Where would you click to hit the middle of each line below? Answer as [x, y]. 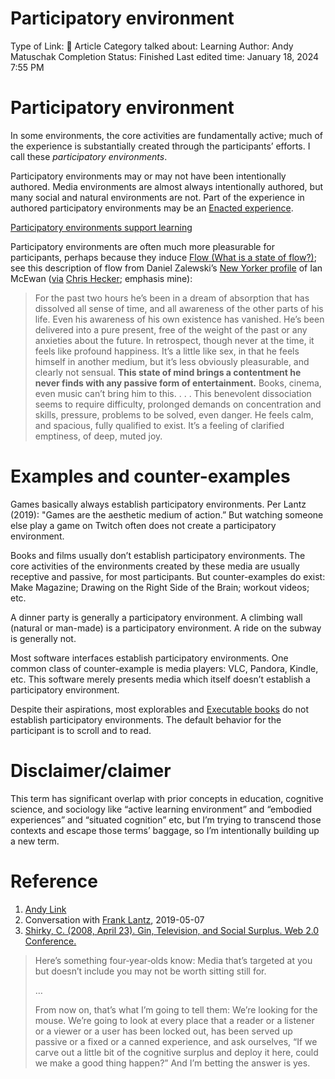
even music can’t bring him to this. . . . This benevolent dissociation [173, 393]
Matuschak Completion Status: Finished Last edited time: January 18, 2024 [165, 56]
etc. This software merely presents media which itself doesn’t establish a [160, 679]
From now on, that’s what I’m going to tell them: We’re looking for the [176, 1009]
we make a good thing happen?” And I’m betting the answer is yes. [172, 1063]
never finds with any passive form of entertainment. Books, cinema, [178, 383]
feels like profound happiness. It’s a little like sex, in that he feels [167, 351]
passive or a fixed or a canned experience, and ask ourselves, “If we [176, 1041]
